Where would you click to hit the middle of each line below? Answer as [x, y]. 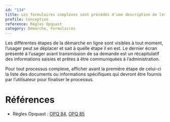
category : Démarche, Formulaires [40, 29]
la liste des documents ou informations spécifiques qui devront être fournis [83, 74]
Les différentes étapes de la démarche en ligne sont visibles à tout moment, [84, 43]
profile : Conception [27, 19]
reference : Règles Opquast [34, 24]
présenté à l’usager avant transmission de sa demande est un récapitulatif [82, 54]
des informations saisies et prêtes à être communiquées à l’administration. [83, 59]
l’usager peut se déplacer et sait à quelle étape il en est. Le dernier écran [81, 48]
